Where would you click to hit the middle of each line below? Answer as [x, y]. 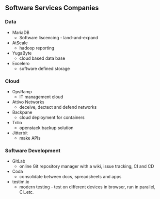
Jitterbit [20, 133]
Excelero [21, 63]
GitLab [19, 161]
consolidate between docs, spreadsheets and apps [70, 177]
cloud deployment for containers [52, 117]
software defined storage [45, 68]
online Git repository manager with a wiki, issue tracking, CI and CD [87, 166]
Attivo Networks [28, 102]
